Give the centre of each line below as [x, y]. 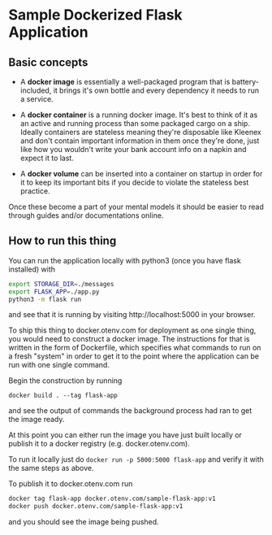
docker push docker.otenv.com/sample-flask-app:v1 [96, 507]
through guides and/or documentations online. [86, 215]
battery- [246, 82]
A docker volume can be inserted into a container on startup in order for [141, 174]
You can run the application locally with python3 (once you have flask [125, 260]
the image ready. [37, 420]
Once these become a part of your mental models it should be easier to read [136, 207]
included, [36, 90]
